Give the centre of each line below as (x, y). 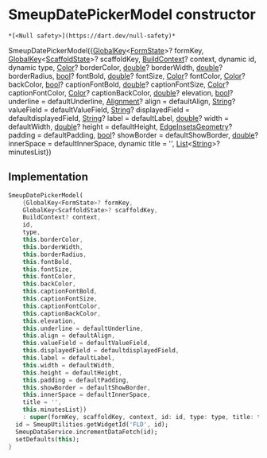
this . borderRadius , (55, 254)
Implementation (48, 177)
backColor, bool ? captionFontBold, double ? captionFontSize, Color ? (119, 84)
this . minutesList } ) (55, 410)
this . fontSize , (48, 269)
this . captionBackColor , (62, 313)
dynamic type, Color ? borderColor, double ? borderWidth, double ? (116, 67)
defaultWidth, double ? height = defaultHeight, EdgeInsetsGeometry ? (120, 126)
